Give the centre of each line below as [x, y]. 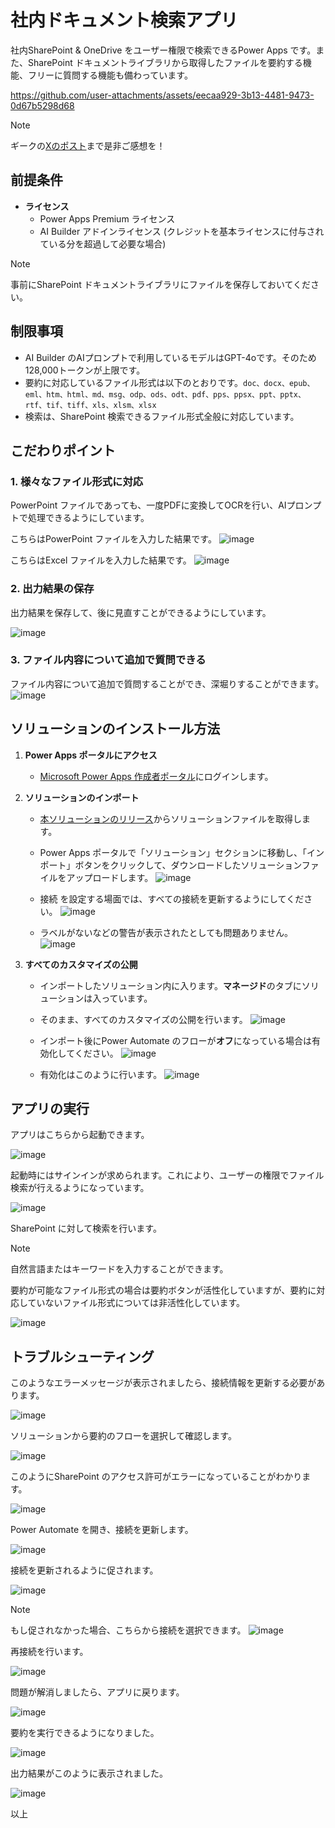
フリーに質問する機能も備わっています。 [110, 75]
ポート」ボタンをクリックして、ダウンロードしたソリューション [170, 865]
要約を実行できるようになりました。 [85, 1733]
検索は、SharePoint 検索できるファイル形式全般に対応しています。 [162, 416]
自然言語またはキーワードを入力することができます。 [119, 1269]
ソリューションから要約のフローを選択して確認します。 [123, 1436]
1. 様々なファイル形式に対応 [77, 481]
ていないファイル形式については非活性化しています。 [136, 1303]
